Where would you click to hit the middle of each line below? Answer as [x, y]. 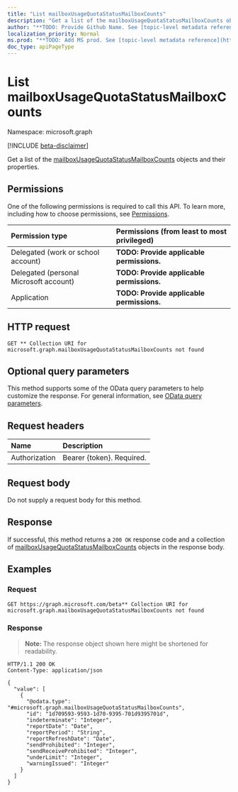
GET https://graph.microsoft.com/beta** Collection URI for [98, 604]
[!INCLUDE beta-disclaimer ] [48, 145]
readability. [41, 651]
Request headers [46, 425]
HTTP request [39, 327]
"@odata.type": [49, 701]
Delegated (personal [45, 273]
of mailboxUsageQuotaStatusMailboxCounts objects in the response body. [116, 546]
